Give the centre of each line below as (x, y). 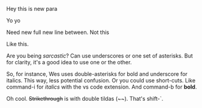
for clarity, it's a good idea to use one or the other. (69, 62)
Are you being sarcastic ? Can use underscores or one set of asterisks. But (100, 56)
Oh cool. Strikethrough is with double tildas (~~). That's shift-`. (85, 99)
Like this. (18, 44)
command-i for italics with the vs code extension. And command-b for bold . (102, 87)
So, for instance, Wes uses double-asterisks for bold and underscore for (97, 74)
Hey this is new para (32, 9)
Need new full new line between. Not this (58, 32)
